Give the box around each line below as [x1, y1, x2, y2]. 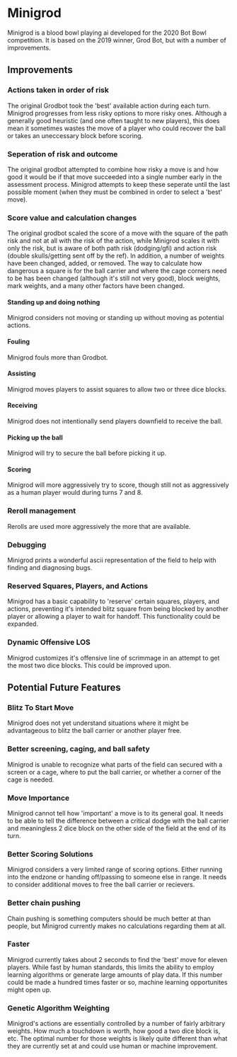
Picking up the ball [7, 433, 63, 442]
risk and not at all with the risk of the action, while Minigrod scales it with [7, 236, 219, 245]
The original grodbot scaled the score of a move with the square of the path [7, 229, 229, 238]
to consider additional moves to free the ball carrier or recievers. [7, 880, 195, 889]
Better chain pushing [7, 898, 81, 908]
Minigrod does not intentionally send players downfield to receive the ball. [7, 417, 223, 425]
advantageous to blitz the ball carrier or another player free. [7, 726, 182, 735]
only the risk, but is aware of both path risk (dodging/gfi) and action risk [7, 244, 217, 253]
